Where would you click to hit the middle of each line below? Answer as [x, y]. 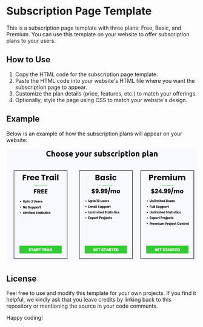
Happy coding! [25, 318]
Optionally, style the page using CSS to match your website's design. [101, 100]
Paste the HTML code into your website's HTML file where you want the [105, 80]
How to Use [28, 60]
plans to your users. [31, 40]
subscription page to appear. [51, 87]
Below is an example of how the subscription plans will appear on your [95, 134]
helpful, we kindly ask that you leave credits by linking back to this [89, 300]
